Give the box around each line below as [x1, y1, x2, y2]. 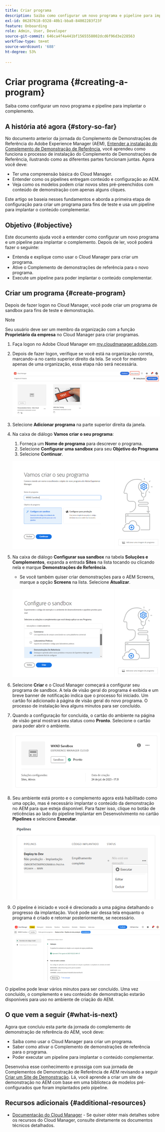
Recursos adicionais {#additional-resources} [5, 1099, 146, 1107]
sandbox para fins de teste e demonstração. [5, 307, 95, 313]
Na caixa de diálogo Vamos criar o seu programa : [12, 431, 114, 437]
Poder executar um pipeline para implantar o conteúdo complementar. [12, 1054, 154, 1060]
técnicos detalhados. [12, 1122, 55, 1128]
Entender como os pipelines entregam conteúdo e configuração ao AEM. [12, 176, 160, 182]
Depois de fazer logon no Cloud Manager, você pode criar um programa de [5, 302, 158, 308]
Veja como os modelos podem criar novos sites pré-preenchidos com [12, 182, 154, 188]
